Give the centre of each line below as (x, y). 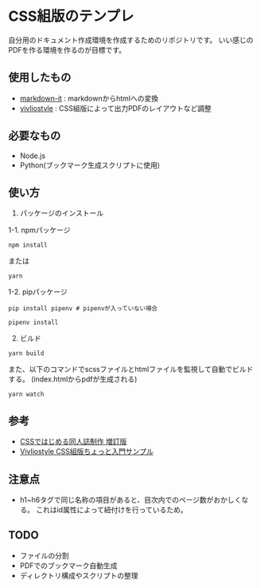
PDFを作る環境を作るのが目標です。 (67, 49)
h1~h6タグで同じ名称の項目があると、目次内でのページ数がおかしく (130, 500)
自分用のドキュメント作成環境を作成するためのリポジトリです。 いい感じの (131, 40)
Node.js (33, 156)
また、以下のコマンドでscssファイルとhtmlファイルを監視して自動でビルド (131, 369)
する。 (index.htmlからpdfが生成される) (73, 379)
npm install (28, 245)
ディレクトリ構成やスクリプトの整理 (79, 575)
